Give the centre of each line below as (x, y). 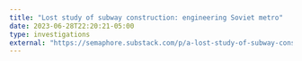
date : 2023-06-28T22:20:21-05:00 (72, 26)
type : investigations (50, 34)
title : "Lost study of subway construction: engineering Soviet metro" (146, 17)
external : (28, 43)
